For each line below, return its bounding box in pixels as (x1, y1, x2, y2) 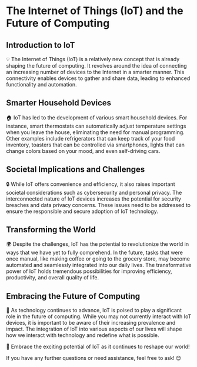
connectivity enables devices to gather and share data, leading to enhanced (6, 75, 191, 82)
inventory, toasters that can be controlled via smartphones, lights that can (6, 141, 185, 148)
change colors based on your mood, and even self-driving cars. (6, 147, 161, 154)
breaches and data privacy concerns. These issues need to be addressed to (6, 201, 191, 208)
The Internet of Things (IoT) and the (6, 4, 183, 18)
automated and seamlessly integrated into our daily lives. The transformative (6, 262, 192, 269)
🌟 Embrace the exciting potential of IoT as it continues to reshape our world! (6, 343, 190, 351)
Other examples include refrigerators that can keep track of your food (6, 135, 175, 142)
